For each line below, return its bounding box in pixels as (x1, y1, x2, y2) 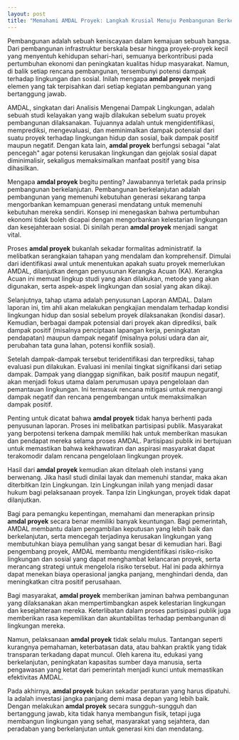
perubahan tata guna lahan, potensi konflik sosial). (7, 340, 155, 349)
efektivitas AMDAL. (7, 672, 64, 681)
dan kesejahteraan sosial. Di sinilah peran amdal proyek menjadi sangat (7, 222, 218, 231)
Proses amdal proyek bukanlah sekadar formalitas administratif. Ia (7, 244, 202, 252)
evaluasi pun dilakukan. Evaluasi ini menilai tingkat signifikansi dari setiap (7, 362, 222, 370)
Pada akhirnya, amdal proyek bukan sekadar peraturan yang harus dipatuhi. (7, 687, 231, 695)
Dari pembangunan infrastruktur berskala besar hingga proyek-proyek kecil (7, 44, 228, 53)
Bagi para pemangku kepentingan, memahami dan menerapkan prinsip (7, 509, 215, 518)
